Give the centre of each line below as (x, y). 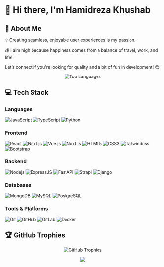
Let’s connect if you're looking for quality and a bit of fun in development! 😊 (82, 67)
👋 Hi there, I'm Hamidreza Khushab (78, 10)
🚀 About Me (23, 28)
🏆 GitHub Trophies (35, 236)
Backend (16, 161)
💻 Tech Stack (27, 93)
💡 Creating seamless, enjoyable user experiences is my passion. (70, 40)
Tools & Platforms (27, 208)
